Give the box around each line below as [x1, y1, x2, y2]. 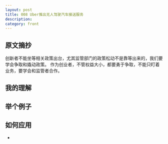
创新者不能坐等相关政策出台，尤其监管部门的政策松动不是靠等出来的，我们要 [5, 55, 163, 61]
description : [5, 16, 32, 21]
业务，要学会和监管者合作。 [5, 68, 62, 74]
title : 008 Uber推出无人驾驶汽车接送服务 [5, 12, 84, 17]
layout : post [5, 7, 32, 12]
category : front [5, 21, 39, 26]
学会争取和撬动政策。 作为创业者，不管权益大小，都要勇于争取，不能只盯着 [5, 61, 160, 67]
